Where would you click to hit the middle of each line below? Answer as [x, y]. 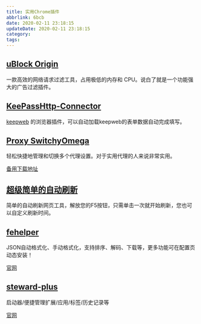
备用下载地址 [22, 169]
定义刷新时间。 [35, 213]
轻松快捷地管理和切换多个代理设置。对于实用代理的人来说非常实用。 [91, 156]
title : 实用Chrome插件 [33, 12]
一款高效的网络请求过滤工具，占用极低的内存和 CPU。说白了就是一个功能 [97, 79]
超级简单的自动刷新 [42, 189]
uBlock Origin [32, 64]
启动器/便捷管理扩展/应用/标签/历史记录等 [58, 302]
